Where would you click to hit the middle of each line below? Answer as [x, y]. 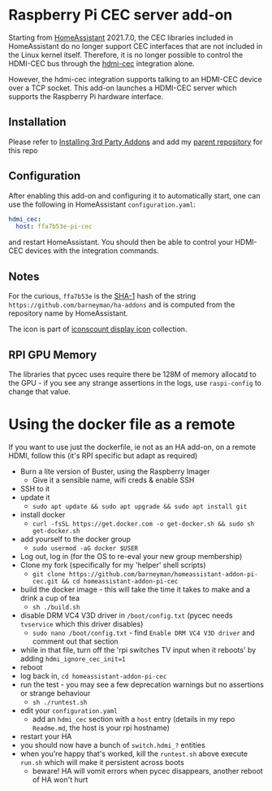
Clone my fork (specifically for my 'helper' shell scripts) [113, 565]
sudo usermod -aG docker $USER [85, 548]
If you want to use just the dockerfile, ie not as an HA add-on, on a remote [132, 447]
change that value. [39, 391]
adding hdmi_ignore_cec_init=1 [73, 658]
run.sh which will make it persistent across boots [102, 762]
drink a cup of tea [50, 598]
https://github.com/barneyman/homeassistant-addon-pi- [163, 574]
